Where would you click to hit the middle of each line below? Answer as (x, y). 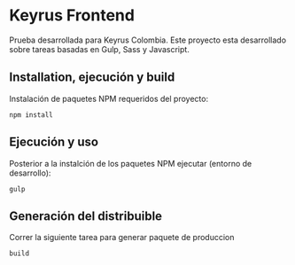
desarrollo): (30, 173)
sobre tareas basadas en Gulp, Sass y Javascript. (100, 49)
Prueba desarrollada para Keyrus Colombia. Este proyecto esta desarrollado (147, 40)
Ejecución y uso (54, 142)
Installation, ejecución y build (92, 78)
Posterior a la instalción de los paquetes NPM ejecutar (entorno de (131, 163)
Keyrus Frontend (72, 16)
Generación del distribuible (85, 216)
